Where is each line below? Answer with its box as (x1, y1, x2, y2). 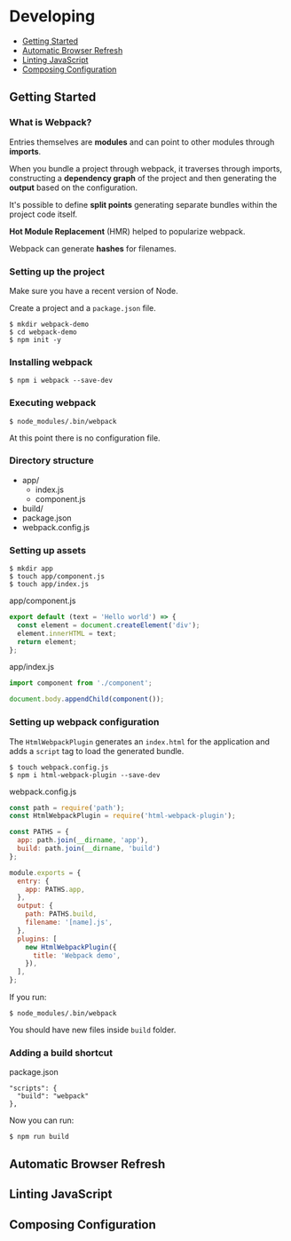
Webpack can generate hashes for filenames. (9, 243, 177, 254)
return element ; (17, 637, 77, 646)
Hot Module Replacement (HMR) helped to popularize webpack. (9, 226, 246, 236)
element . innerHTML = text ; (17, 629, 117, 638)
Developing (9, 6, 96, 27)
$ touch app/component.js (9, 572, 105, 581)
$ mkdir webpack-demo (9, 320, 90, 329)
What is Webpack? (9, 116, 92, 129)
